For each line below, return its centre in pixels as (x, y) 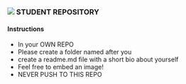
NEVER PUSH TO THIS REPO (60, 75)
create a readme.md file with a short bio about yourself (98, 59)
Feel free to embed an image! (61, 67)
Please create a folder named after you (75, 52)
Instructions (26, 29)
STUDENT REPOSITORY (58, 12)
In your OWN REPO (46, 44)
